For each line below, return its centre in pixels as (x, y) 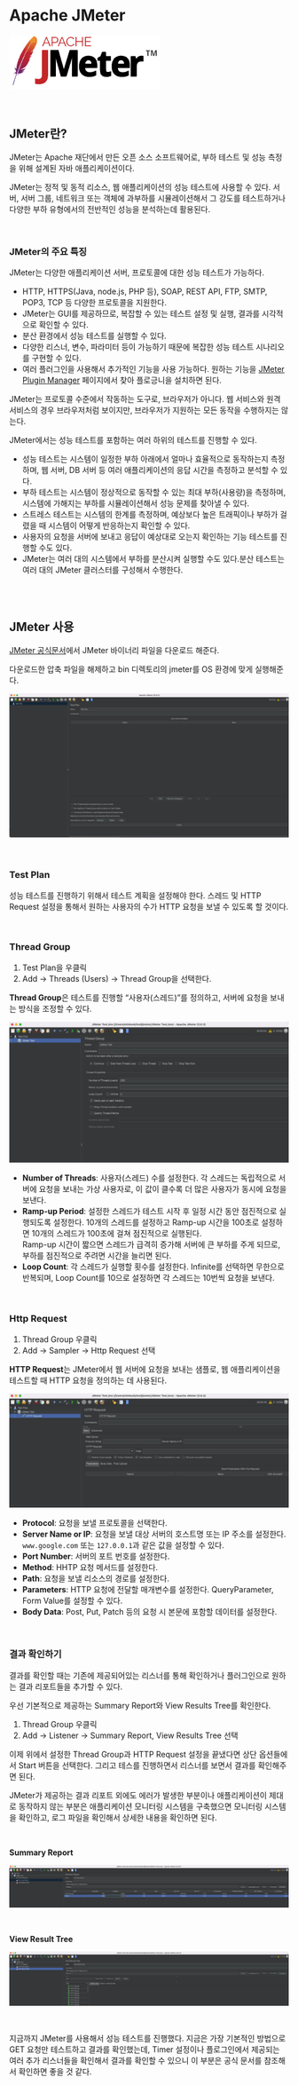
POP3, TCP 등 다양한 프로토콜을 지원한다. (94, 303)
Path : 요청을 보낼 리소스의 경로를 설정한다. (96, 1579)
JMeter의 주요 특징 (48, 251)
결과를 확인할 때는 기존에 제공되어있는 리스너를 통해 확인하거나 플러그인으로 (140, 1675)
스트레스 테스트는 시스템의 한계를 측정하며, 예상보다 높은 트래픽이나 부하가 (150, 515)
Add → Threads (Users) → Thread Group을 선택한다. (117, 978)
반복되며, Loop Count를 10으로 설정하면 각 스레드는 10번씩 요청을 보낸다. (148, 1278)
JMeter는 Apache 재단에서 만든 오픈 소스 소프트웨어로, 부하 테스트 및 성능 (137, 157)
